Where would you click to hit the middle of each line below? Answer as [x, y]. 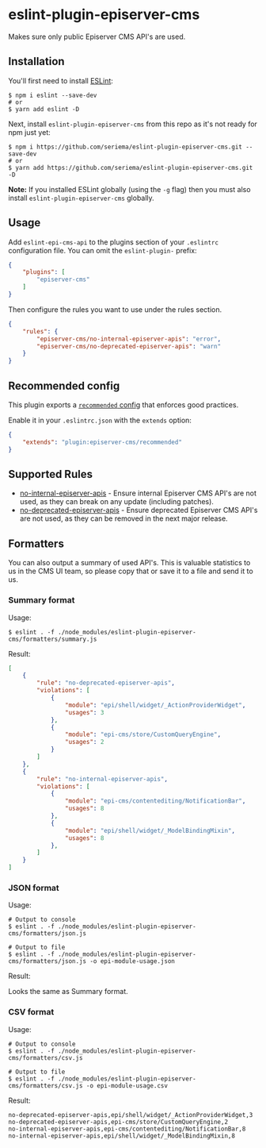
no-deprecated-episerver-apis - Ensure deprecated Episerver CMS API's [139, 510]
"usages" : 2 [84, 742]
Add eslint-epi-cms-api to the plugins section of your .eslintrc [114, 242]
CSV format [31, 1012]
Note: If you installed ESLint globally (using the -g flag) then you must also [129, 189]
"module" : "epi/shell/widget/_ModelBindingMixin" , [150, 830]
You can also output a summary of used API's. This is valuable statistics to [129, 563]
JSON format [34, 888]
